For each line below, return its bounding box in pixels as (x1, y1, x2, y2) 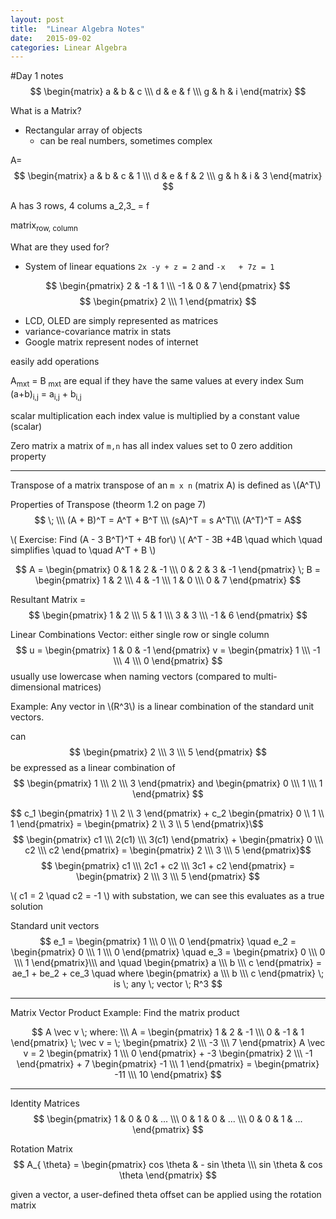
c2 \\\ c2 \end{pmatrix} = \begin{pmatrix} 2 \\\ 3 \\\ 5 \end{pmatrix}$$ (24, 844, 312, 856)
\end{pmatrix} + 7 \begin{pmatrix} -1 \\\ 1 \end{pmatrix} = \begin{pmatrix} (16, 1057, 320, 1070)
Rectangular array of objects (24, 124, 143, 136)
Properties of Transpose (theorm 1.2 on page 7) (10, 498, 207, 510)
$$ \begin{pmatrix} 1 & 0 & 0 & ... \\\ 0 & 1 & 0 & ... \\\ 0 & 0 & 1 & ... (33, 1112, 303, 1125)
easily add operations (10, 356, 100, 368)
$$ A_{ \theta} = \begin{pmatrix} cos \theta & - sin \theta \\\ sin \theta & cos (13, 1158, 323, 1170)
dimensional (10, 681, 61, 693)
